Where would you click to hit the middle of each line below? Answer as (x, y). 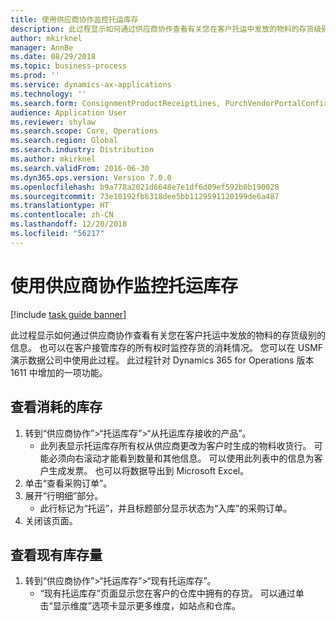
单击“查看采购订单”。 (68, 483)
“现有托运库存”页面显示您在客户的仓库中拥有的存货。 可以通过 (167, 593)
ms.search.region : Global (64, 141)
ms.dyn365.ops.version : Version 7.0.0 (91, 177)
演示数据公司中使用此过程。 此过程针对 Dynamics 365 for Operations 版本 (162, 360)
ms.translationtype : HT (60, 206)
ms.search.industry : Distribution (82, 150)
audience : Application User (69, 112)
